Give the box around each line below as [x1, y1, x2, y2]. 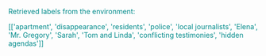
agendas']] [8, 39, 44, 48]
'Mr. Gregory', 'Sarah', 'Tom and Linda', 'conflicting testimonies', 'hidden [8, 31, 244, 39]
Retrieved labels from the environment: [8, 7, 136, 16]
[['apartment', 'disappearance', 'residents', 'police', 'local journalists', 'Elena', [8, 22, 258, 31]
